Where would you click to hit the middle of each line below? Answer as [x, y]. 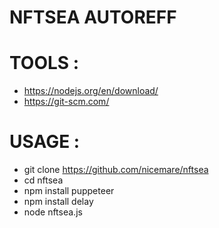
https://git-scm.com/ [66, 102]
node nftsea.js [53, 212]
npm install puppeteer [69, 191]
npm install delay [58, 202]
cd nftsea [43, 180]
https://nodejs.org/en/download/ [91, 91]
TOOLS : [44, 63]
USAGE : [45, 142]
